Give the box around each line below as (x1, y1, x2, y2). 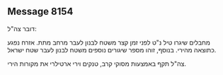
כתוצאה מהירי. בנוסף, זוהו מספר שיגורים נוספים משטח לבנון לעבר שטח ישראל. (7, 45, 217, 54)
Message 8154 (7, 6, 74, 18)
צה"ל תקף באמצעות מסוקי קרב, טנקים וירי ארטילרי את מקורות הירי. (7, 59, 186, 68)
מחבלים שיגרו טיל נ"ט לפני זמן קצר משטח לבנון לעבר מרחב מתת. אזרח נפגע (7, 38, 211, 47)
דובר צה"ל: (7, 24, 37, 33)
